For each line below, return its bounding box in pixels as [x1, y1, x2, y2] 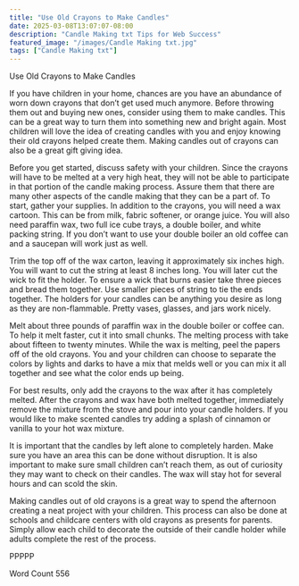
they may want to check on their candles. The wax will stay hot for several [9, 469, 282, 480]
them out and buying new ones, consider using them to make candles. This [9, 107, 286, 118]
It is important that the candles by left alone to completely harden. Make [9, 440, 274, 451]
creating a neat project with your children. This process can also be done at [9, 506, 287, 516]
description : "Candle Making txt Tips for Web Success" [9, 29, 221, 38]
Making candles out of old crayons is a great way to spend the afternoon [9, 496, 277, 506]
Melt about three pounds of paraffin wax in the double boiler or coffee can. [9, 321, 285, 331]
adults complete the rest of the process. [9, 533, 156, 545]
